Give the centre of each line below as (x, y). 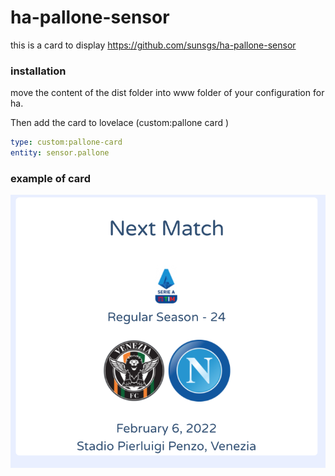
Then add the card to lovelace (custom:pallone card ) (120, 123)
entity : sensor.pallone (60, 153)
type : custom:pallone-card (66, 142)
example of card (50, 178)
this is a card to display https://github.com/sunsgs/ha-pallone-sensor (153, 45)
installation (38, 71)
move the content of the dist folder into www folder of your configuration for (167, 93)
